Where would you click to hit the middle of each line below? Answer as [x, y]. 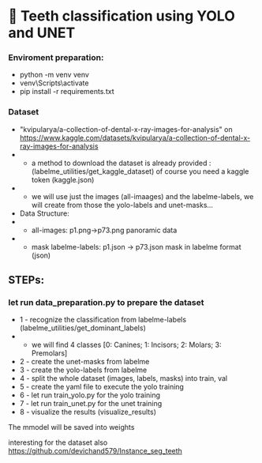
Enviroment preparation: [56, 58]
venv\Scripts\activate [54, 83]
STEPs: [26, 280]
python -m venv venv [54, 75]
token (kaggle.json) [63, 179]
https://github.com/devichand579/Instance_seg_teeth [95, 451]
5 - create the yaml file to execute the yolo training [101, 387]
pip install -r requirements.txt [67, 92]
